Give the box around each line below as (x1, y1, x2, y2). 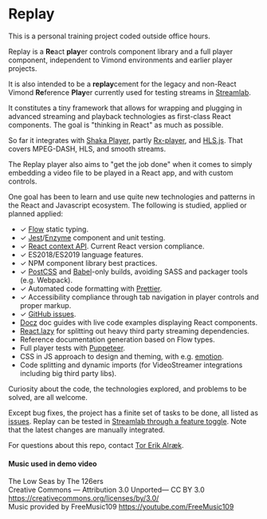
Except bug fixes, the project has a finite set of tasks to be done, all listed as (8, 408, 259, 418)
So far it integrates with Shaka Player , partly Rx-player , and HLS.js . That (8, 135, 243, 145)
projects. (8, 63, 37, 73)
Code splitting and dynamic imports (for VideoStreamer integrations (19, 360, 243, 370)
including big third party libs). (19, 368, 117, 378)
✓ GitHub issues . (19, 309, 77, 319)
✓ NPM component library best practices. (19, 258, 158, 267)
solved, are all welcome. (8, 392, 88, 402)
